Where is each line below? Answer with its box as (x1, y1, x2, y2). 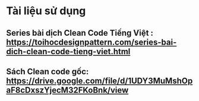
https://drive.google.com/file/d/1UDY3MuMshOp (6, 75, 193, 86)
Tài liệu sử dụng (6, 4, 86, 18)
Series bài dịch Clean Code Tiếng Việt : (6, 28, 153, 38)
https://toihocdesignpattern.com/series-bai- (6, 37, 177, 47)
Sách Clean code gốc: (6, 67, 89, 77)
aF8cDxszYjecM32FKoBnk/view (6, 85, 129, 95)
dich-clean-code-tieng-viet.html (6, 46, 131, 56)
